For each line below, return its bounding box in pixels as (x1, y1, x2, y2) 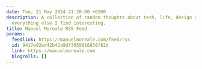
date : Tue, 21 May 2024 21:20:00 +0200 (6, 8, 106, 15)
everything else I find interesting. (11, 20, 106, 26)
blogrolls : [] (11, 53, 47, 59)
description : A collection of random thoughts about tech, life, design (6, 14, 192, 20)
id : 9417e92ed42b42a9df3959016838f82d (11, 43, 109, 49)
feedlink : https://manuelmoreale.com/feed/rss (11, 37, 130, 43)
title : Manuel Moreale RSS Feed (6, 25, 87, 32)
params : (6, 31, 26, 37)
